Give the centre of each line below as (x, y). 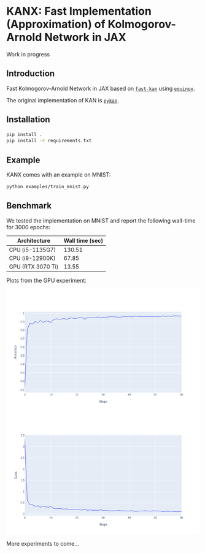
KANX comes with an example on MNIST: (59, 175)
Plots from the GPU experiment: (47, 280)
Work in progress (28, 54)
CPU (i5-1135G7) (33, 250)
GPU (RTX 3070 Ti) (34, 267)
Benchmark (29, 206)
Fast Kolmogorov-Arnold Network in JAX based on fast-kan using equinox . (101, 88)
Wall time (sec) (83, 241)
